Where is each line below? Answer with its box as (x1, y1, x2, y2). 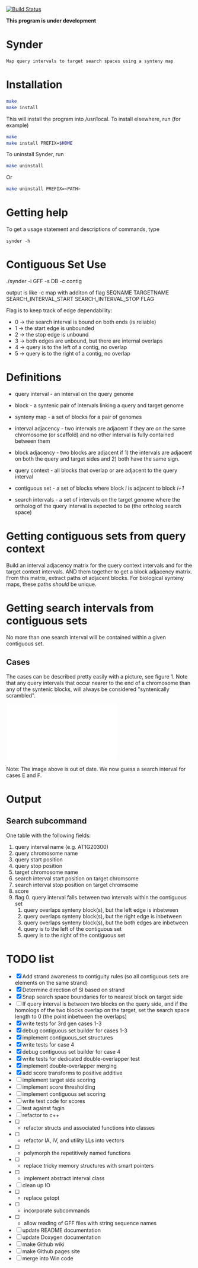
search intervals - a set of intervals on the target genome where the (14, 496, 180, 503)
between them (14, 437, 50, 445)
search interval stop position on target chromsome (14, 881, 139, 888)
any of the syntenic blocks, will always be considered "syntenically (6, 686, 170, 693)
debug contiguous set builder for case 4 (22, 1048, 120, 1055)
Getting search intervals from (6, 601, 154, 615)
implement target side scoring (22, 1076, 96, 1083)
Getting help (6, 206, 68, 220)
